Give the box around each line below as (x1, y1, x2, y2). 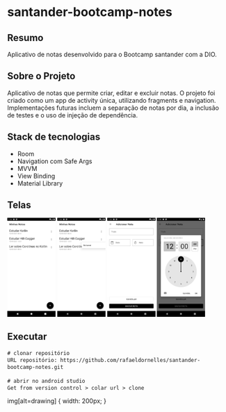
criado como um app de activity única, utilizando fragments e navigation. (7, 96, 216, 104)
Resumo (7, 32, 44, 44)
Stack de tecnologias (7, 131, 101, 143)
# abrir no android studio (7, 378, 86, 385)
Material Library (17, 179, 63, 188)
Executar (7, 331, 47, 343)
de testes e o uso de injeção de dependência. (7, 110, 138, 119)
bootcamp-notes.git (7, 364, 64, 371)
